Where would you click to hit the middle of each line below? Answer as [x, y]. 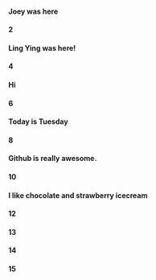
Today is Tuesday [38, 121]
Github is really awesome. [53, 159]
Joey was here [33, 11]
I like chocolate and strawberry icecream [78, 195]
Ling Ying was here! [42, 47]
